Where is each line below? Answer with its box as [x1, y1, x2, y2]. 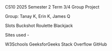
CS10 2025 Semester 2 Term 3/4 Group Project [5, 4, 99, 10]
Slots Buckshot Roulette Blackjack [5, 23, 73, 28]
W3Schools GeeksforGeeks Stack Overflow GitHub [5, 41, 108, 47]
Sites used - [5, 32, 30, 38]
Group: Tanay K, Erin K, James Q [5, 13, 70, 19]
